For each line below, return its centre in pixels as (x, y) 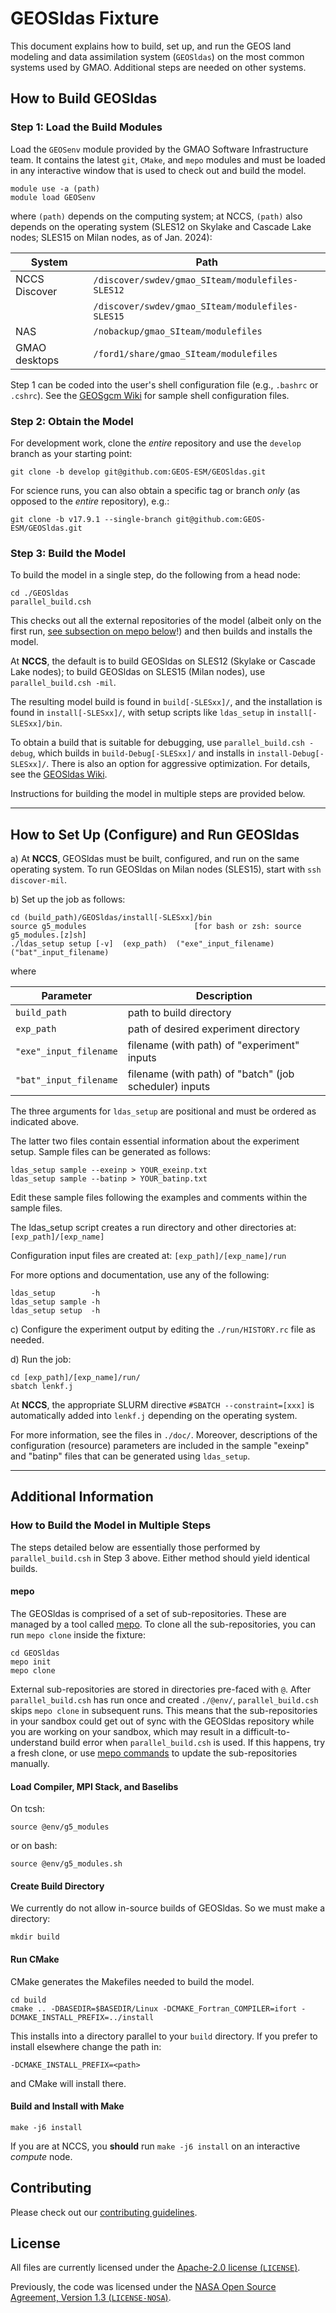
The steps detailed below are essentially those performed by (135, 1547)
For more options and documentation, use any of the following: (140, 1275)
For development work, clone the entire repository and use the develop (156, 443)
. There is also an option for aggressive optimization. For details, (178, 764)
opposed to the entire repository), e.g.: (90, 501)
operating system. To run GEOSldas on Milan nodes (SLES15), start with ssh (166, 869)
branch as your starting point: (71, 453)
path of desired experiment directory (214, 1029)
